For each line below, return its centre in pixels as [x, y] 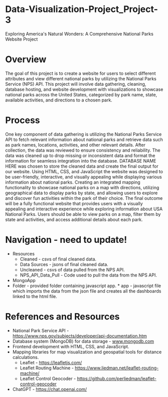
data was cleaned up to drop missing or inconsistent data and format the [80, 155]
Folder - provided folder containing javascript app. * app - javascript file [87, 286]
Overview [26, 59]
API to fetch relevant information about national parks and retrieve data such [84, 140]
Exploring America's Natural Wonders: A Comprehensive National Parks [79, 34]
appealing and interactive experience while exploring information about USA [84, 209]
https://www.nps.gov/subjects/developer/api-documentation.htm [79, 336]
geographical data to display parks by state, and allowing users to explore [81, 193]
